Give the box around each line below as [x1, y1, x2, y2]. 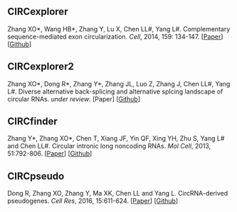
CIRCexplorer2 [7, 61, 75, 73]
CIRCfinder [7, 116, 58, 128]
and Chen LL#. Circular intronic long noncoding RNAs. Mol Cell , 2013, [7, 142, 211, 151]
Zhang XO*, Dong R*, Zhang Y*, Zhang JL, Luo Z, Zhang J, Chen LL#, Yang [7, 79, 231, 88]
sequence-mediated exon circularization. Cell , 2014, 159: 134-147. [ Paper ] [7, 32, 223, 41]
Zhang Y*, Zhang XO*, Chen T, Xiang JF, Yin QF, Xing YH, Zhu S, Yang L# [7, 134, 225, 143]
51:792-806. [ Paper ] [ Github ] [7, 149, 93, 158]
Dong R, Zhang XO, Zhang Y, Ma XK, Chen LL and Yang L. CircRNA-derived [7, 189, 228, 198]
